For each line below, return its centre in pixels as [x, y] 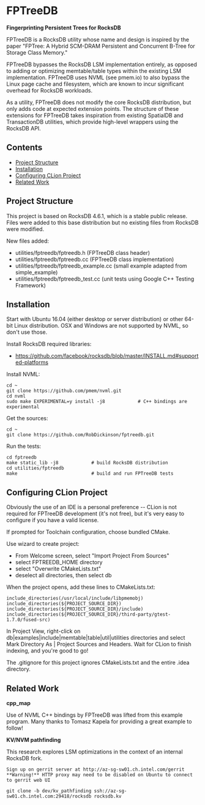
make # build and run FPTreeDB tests [90, 474]
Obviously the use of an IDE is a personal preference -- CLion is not [92, 507]
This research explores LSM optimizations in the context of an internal [95, 752]
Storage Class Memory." [37, 52]
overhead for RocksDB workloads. [50, 90]
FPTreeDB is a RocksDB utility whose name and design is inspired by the [98, 39]
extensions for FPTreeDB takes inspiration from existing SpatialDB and [95, 115]
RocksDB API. [24, 128]
